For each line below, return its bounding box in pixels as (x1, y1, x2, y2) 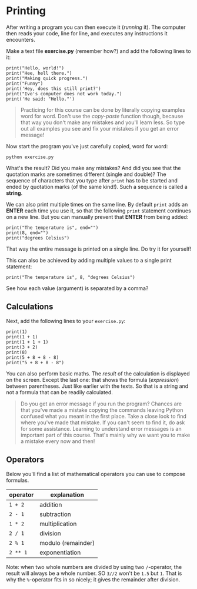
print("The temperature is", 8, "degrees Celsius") (6, 274, 135, 280)
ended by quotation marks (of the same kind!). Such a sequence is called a (6, 183, 188, 190)
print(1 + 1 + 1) (6, 339, 49, 345)
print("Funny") (6, 81, 44, 86)
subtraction (39, 510, 72, 518)
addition (39, 500, 62, 508)
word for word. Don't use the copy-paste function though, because (20, 112, 183, 119)
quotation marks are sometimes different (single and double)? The (6, 171, 166, 178)
